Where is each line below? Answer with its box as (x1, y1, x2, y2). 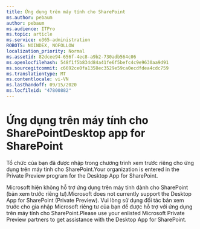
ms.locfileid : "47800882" (6, 88, 71, 94)
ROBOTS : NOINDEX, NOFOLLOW (6, 43, 74, 49)
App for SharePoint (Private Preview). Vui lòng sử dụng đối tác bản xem (6, 196, 184, 204)
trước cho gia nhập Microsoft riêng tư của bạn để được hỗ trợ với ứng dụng (6, 203, 193, 210)
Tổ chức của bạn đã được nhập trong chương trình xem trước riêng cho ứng (6, 159, 195, 166)
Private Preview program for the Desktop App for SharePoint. (6, 172, 158, 179)
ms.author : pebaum (6, 15, 53, 21)
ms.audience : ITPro (6, 25, 56, 32)
